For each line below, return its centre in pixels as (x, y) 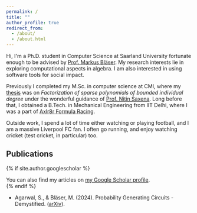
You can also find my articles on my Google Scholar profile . (78, 180)
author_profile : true (33, 22)
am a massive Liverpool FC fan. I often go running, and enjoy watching (92, 129)
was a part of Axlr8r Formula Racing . (51, 111)
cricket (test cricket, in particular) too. (52, 135)
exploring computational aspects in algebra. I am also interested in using (94, 68)
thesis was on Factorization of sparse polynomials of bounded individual (95, 93)
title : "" (18, 17)
